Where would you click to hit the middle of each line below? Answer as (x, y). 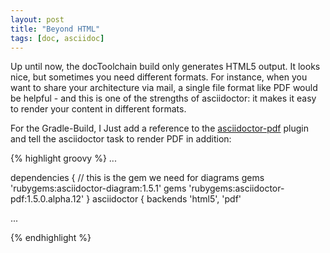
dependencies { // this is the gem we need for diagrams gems (137, 178)
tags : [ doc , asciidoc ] (57, 38)
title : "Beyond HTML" (55, 29)
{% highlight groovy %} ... (63, 158)
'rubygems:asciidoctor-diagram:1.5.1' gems (98, 188)
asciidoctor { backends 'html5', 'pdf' (167, 199)
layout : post (37, 19)
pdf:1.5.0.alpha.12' (47, 199)
